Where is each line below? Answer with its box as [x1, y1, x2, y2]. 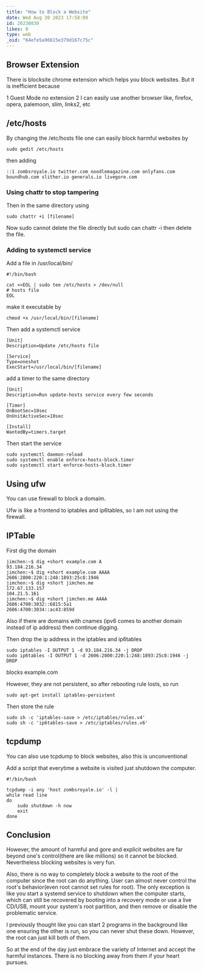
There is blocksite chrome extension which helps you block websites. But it [6, 75, 194, 83]
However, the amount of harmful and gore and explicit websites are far [6, 846, 184, 853]
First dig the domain [6, 547, 57, 554]
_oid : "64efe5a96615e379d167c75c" [6, 37, 94, 43]
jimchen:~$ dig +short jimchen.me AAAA [6, 595, 108, 602]
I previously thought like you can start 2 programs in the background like [6, 921, 188, 928]
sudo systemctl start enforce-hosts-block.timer [6, 462, 132, 468]
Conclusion [6, 830, 51, 840]
